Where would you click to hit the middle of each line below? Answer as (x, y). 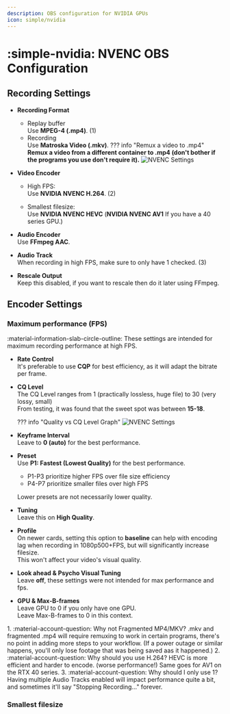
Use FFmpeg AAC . (43, 242)
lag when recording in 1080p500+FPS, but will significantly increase (113, 546)
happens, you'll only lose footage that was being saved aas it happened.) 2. (114, 650)
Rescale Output (40, 275)
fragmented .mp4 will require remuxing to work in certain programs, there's (114, 636)
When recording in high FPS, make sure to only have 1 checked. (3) (112, 262)
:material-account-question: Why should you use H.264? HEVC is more (107, 658)
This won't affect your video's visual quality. (79, 560)
